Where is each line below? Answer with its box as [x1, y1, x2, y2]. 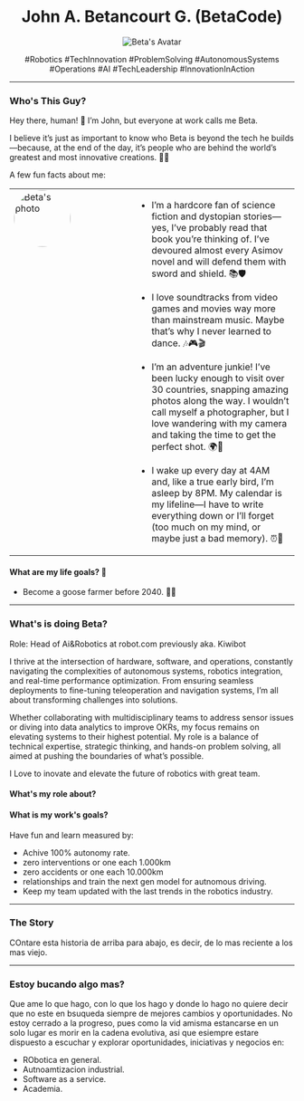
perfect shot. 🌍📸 [151, 441, 223, 454]
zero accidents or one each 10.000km [22, 866, 164, 877]
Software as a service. [22, 1074, 107, 1085]
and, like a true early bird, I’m [151, 475, 274, 488]
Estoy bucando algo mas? [9, 978, 125, 991]
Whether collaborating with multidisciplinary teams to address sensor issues [9, 712, 294, 723]
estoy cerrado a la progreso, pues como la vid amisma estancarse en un [9, 1018, 279, 1029]
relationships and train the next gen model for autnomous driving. [22, 876, 267, 886]
